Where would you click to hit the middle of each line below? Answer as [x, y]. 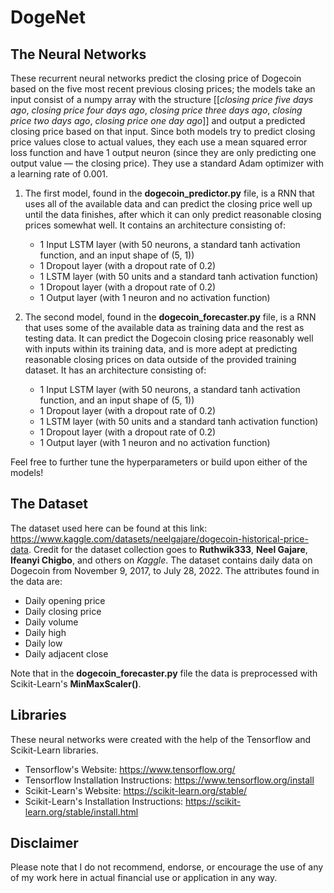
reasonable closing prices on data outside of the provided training [160, 359]
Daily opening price [65, 600]
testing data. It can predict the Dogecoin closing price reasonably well [169, 338]
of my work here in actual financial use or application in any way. [144, 878]
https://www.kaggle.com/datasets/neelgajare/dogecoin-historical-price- [159, 538]
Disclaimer [44, 843]
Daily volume [51, 622]
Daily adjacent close [66, 653]
